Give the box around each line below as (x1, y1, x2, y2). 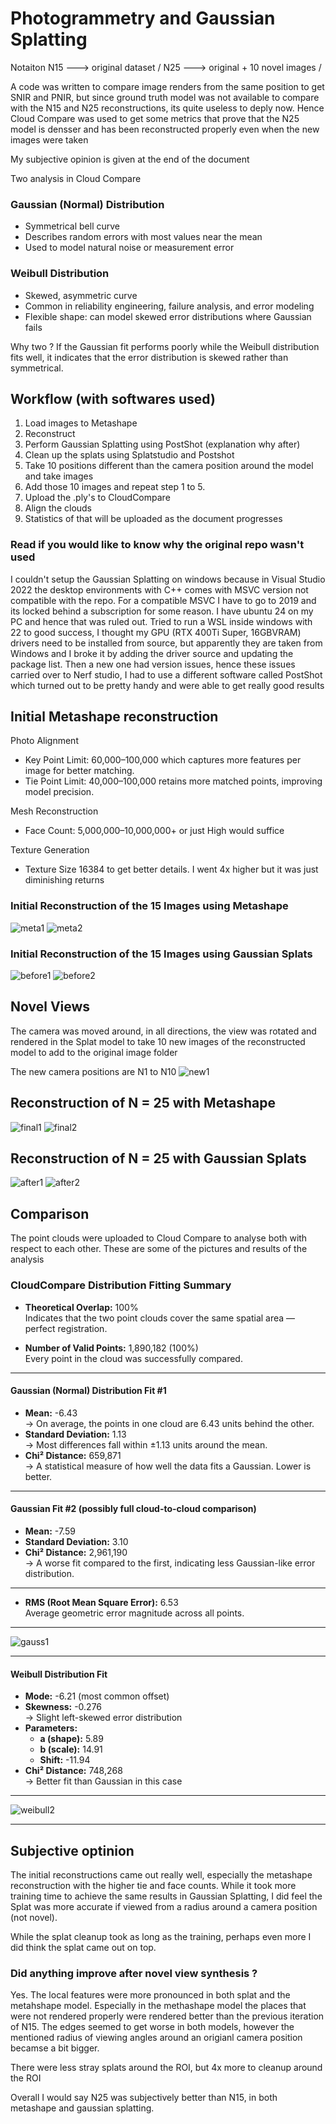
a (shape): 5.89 (39, 1733, 104, 1745)
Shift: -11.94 (39, 1754, 91, 1766)
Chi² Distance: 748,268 (24, 1765, 123, 1777)
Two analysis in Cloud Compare (10, 172, 142, 184)
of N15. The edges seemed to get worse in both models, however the (10, 2021, 295, 2033)
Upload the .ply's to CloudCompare (24, 492, 171, 504)
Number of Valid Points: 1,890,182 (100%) (24, 1342, 199, 1354)
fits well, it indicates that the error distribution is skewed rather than (10, 351, 289, 363)
